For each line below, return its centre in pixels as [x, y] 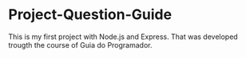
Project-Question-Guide [90, 15]
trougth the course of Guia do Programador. [81, 44]
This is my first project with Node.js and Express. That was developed [123, 37]
